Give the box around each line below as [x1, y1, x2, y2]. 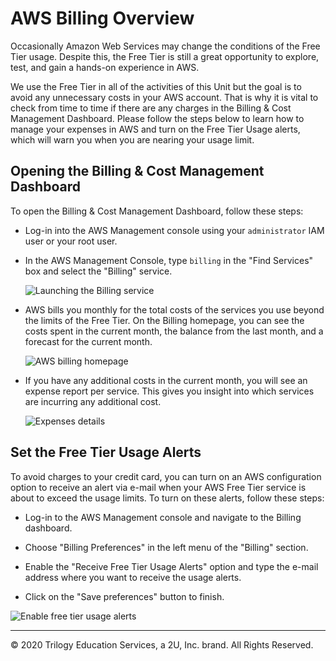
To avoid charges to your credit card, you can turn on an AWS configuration [10, 470, 322, 482]
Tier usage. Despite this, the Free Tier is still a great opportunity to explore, [10, 50, 320, 62]
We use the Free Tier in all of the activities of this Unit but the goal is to [10, 80, 302, 92]
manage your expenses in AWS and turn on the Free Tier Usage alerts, [10, 123, 301, 135]
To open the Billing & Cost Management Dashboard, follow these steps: [10, 205, 304, 217]
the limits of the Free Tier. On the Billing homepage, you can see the [24, 314, 305, 326]
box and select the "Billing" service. [24, 265, 173, 277]
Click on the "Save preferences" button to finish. [24, 590, 225, 602]
